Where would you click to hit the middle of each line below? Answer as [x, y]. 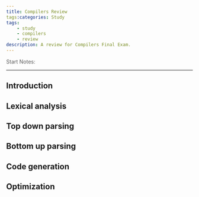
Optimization [31, 187]
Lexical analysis [36, 106]
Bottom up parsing [41, 146]
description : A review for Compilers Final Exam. [69, 45]
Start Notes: [21, 61]
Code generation [38, 166]
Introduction [30, 86]
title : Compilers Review [37, 12]
